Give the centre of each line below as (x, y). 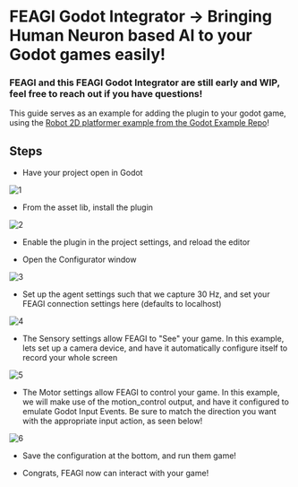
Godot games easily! (88, 55)
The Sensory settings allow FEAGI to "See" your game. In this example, (153, 339)
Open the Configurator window (79, 260)
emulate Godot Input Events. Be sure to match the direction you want (149, 412)
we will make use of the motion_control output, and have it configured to (155, 402)
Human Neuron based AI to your (131, 35)
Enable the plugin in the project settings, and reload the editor (136, 242)
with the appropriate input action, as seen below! (112, 421)
